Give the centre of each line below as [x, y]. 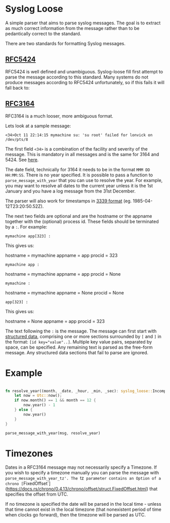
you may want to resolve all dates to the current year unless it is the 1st [79, 185]
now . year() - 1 [39, 405]
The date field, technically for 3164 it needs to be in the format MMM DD [78, 169]
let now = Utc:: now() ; [38, 396]
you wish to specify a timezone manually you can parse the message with [82, 473]
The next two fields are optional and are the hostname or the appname [79, 216]
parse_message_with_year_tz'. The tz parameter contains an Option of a [83, 478]
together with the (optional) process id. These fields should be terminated [82, 221]
